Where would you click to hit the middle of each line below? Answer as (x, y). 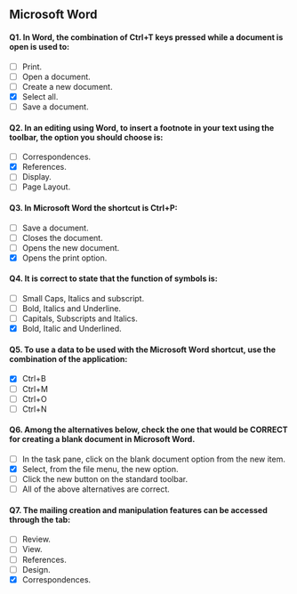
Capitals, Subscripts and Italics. (80, 318)
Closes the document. (63, 237)
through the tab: (40, 519)
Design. (36, 569)
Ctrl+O (34, 398)
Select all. (40, 96)
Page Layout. (46, 187)
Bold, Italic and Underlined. (72, 329)
